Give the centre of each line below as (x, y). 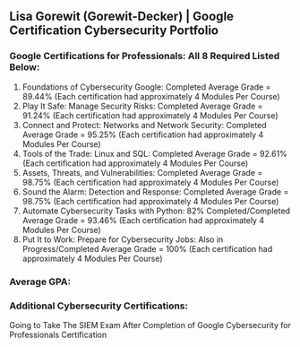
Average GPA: (40, 282)
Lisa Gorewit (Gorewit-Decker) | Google (122, 17)
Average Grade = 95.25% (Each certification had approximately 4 (143, 134)
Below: (25, 67)
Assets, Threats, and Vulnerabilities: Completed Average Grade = (142, 172)
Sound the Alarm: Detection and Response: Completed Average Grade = (155, 191)
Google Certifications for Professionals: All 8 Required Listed (145, 56)
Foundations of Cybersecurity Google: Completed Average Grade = (146, 87)
